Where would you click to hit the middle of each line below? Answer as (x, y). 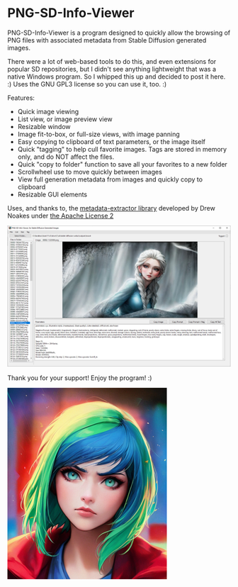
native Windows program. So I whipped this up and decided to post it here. (117, 77)
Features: (21, 98)
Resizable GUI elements (52, 194)
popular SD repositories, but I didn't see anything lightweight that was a (112, 69)
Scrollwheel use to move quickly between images (90, 172)
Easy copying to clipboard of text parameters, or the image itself (111, 141)
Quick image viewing (48, 111)
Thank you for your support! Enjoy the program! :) (80, 378)
